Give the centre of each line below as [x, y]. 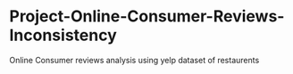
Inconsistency [63, 35]
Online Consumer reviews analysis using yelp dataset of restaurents [134, 60]
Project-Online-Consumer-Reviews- [147, 16]
